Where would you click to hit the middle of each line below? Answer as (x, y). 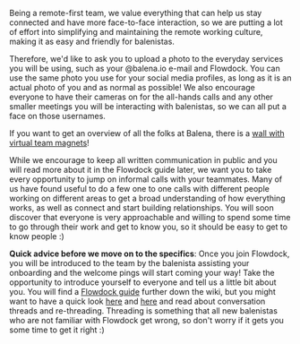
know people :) (37, 236)
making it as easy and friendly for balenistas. (92, 41)
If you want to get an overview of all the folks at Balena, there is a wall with (147, 133)
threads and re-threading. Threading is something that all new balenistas (143, 311)
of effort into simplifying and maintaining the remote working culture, (136, 32)
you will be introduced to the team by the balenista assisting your (129, 263)
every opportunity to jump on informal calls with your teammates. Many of (146, 179)
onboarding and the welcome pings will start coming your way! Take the (142, 273)
